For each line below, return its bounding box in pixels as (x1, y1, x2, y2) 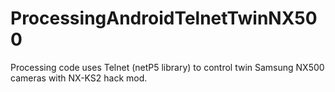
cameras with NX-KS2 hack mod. (10, 72, 148, 84)
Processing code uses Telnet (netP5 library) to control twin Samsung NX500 (10, 61, 325, 73)
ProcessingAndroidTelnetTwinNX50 (10, 7, 318, 30)
